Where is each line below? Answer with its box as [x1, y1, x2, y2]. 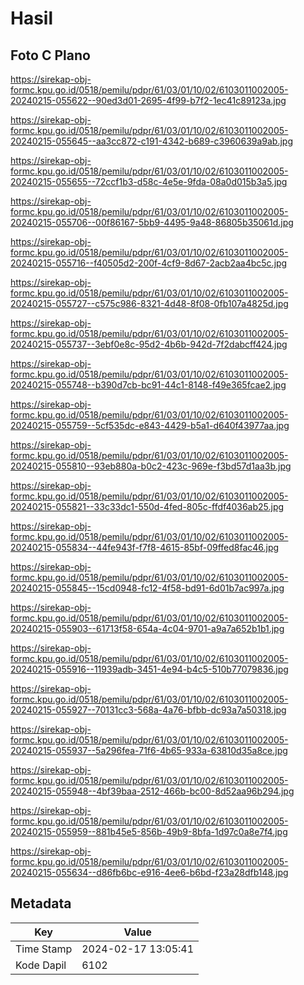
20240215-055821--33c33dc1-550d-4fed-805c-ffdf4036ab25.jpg [10, 501, 285, 512]
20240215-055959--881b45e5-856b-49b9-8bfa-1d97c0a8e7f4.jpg [10, 826, 288, 837]
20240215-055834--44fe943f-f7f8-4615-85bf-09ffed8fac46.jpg [10, 542, 280, 553]
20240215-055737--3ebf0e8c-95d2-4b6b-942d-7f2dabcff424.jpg [10, 338, 288, 350]
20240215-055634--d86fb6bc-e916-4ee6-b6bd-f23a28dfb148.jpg [10, 867, 289, 878]
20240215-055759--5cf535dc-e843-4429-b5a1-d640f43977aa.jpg [10, 420, 290, 431]
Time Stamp [15, 942, 73, 956]
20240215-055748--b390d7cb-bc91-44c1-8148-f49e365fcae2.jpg [10, 379, 287, 391]
